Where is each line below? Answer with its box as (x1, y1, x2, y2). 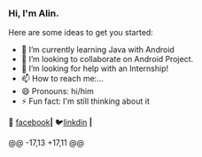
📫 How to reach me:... (20, 74, 104, 84)
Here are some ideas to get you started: (8, 27, 154, 38)
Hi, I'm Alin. (8, 7, 59, 20)
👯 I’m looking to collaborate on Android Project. (20, 54, 194, 65)
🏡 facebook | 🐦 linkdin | (8, 117, 93, 128)
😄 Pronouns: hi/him (20, 86, 94, 97)
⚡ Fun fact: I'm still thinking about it (20, 96, 150, 106)
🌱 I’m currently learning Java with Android (20, 44, 175, 55)
